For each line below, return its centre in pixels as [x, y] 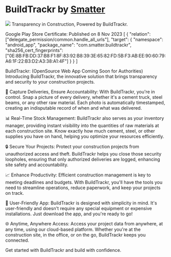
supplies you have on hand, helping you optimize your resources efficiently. [85, 136]
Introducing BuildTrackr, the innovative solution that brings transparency [81, 76]
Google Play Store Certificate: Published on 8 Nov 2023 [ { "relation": [78, 34]
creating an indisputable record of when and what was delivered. [74, 108]
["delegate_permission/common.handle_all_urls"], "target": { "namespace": [84, 39]
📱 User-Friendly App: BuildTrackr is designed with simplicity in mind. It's [81, 203]
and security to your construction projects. [50, 82]
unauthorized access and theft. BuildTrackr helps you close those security [83, 153]
